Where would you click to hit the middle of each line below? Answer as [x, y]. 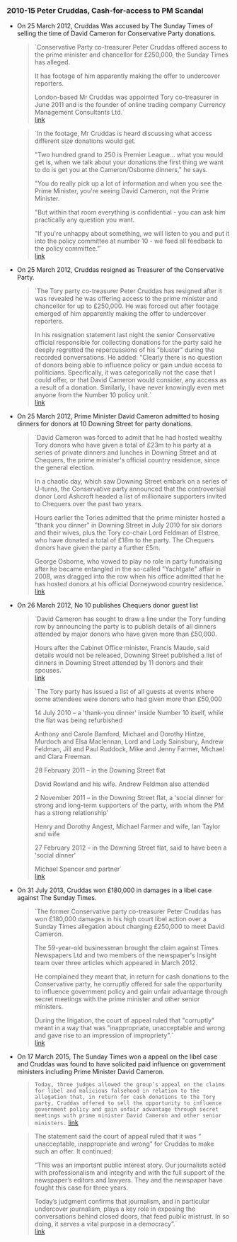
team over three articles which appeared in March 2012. [116, 963]
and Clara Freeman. [63, 757]
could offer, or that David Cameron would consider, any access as [131, 380]
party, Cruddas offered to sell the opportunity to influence [128, 1103]
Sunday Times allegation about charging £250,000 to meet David [129, 927]
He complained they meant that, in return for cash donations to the [132, 976]
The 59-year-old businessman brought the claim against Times [126, 948]
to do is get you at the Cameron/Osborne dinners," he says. [121, 170]
